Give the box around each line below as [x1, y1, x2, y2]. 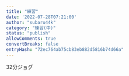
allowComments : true [6, 36, 57, 42]
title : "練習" [6, 8, 39, 15]
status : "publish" [6, 30, 51, 36]
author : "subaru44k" [6, 19, 57, 25]
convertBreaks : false [6, 42, 59, 47]
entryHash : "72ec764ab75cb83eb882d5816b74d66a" [6, 47, 124, 53]
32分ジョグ [6, 63, 33, 70]
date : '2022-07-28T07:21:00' [6, 14, 77, 20]
